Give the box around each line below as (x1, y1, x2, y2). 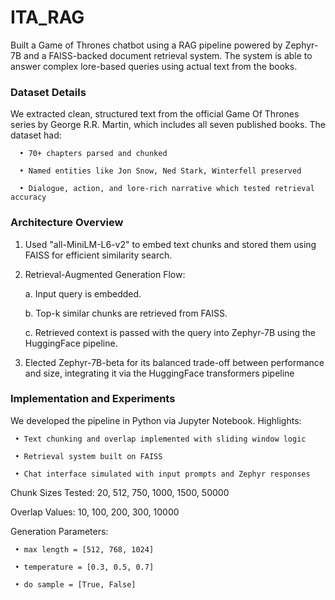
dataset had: (10, 129, 62, 141)
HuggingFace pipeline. (24, 337, 118, 349)
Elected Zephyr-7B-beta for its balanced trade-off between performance (24, 356, 325, 368)
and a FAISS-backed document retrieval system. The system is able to (23, 49, 313, 61)
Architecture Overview (10, 216, 124, 230)
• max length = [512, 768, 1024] (14, 544, 155, 555)
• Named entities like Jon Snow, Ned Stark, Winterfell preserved (19, 166, 302, 176)
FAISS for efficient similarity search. (24, 249, 173, 261)
